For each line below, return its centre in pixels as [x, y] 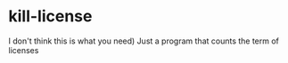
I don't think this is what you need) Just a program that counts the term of [144, 41]
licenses [24, 50]
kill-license [50, 16]
